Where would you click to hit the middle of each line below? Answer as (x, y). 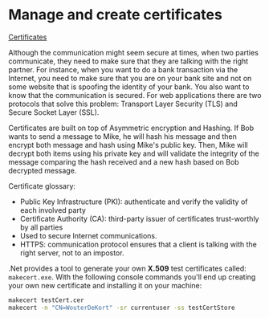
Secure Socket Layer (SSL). (54, 112)
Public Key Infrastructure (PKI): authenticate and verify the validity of (134, 202)
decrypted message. (43, 170)
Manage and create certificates (115, 15)
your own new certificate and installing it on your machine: (105, 285)
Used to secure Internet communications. (89, 235)
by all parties (41, 227)
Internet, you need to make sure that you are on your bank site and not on (130, 78)
